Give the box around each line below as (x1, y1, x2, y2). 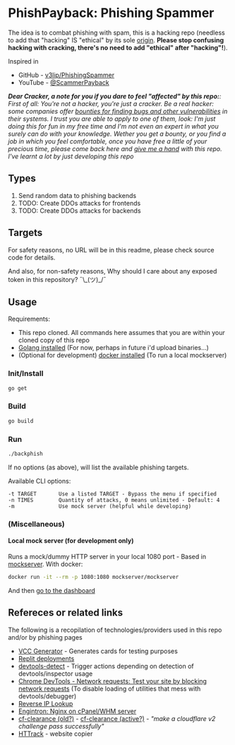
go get (8, 385, 28, 392)
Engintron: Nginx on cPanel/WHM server (18, 707, 137, 715)
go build (8, 417, 34, 425)
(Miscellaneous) (8, 519, 66, 529)
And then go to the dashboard (8, 586, 95, 594)
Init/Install (8, 369, 44, 379)
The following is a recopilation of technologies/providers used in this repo (8, 626, 222, 634)
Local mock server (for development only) (8, 536, 134, 545)
